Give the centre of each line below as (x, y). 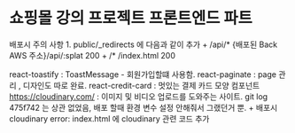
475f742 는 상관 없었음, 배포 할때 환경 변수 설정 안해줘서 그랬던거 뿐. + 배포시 (144, 107)
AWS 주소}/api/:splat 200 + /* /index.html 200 (92, 55)
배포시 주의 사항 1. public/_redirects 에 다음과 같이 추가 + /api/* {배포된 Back (143, 44)
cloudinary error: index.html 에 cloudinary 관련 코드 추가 (109, 118)
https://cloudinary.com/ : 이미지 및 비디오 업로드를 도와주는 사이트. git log (139, 96)
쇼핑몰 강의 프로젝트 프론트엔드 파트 (131, 18)
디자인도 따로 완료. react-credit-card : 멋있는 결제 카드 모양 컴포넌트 (141, 85)
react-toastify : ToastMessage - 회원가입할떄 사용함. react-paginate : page (143, 74)
